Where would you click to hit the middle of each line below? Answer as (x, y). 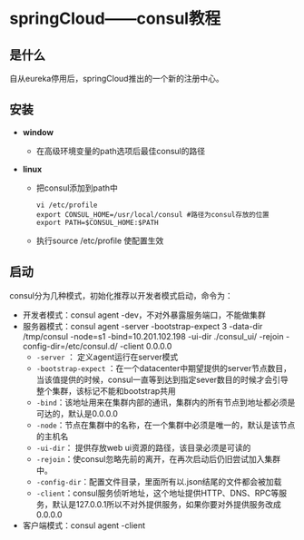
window (38, 132)
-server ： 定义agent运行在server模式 (107, 357)
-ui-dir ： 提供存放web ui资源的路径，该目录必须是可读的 (143, 447)
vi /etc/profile (67, 205)
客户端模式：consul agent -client (84, 525)
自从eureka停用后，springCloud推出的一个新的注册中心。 (117, 79)
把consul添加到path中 (77, 188)
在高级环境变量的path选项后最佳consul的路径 (121, 151)
